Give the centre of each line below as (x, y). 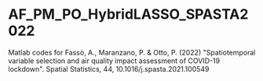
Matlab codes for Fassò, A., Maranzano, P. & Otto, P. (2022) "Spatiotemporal (132, 52)
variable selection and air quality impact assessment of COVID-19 (114, 61)
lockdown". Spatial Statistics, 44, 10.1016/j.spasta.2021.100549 (109, 69)
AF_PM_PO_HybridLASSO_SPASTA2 (128, 14)
